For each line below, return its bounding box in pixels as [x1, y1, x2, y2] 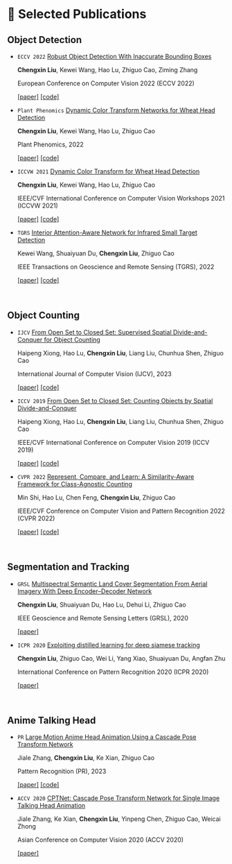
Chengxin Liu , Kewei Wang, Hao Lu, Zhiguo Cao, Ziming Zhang [17, 66, 198, 74]
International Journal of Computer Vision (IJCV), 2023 [17, 369, 172, 378]
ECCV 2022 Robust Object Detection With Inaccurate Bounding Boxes [17, 52, 212, 60]
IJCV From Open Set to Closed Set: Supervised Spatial [17, 328, 172, 336]
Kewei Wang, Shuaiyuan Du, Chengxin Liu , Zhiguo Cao [17, 249, 175, 257]
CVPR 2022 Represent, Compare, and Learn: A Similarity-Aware [17, 472, 195, 481]
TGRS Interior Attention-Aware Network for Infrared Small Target [17, 228, 197, 237]
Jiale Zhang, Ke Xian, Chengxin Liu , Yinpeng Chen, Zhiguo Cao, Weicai [17, 815, 221, 823]
